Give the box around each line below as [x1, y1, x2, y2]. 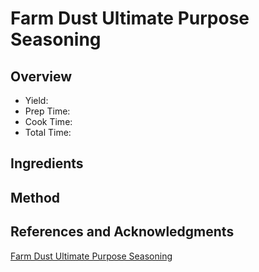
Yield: [24, 95, 49, 106]
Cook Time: [24, 116, 73, 127]
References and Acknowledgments [10, 223, 235, 241]
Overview [10, 68, 73, 85]
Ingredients [10, 155, 84, 172]
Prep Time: [24, 105, 71, 117]
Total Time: [24, 127, 72, 138]
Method [10, 189, 61, 206]
